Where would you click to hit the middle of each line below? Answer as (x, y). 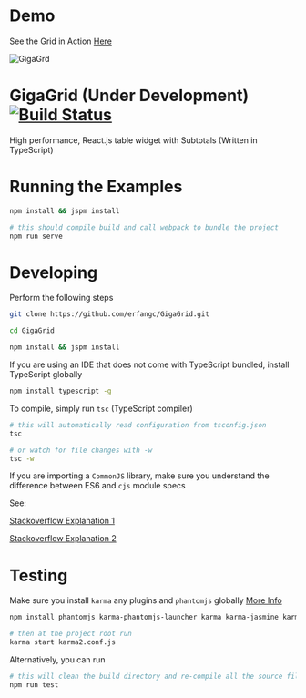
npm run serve (36, 236)
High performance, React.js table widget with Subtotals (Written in (133, 140)
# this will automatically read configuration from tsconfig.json (138, 425)
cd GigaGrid (32, 331)
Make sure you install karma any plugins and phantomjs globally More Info (146, 600)
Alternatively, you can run (58, 659)
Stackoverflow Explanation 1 (62, 521)
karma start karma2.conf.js (63, 642)
